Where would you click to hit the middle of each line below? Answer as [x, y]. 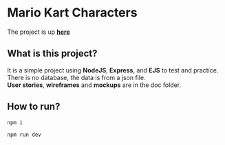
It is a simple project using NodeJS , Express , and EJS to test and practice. [113, 70]
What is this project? [52, 54]
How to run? [34, 107]
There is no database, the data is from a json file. [76, 77]
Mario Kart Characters [72, 13]
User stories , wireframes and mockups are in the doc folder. [94, 85]
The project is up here [39, 32]
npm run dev [24, 135]
